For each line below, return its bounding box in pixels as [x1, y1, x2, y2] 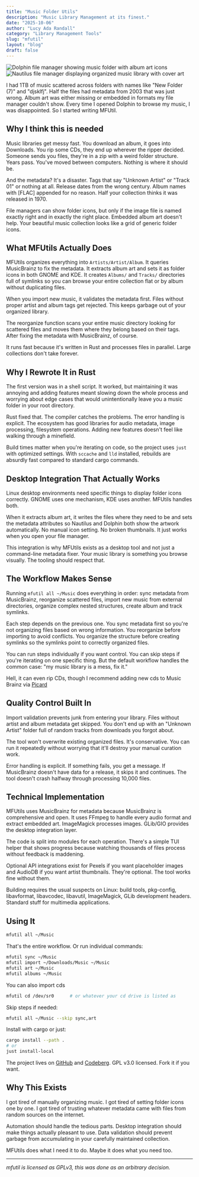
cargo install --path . [6, 1037, 65, 1043]
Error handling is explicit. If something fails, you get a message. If [6, 762, 166, 769]
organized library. [6, 308, 49, 315]
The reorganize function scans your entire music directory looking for [6, 319, 176, 327]
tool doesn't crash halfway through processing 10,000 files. [6, 774, 151, 781]
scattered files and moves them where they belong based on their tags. [6, 326, 181, 333]
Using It [6, 916, 36, 926]
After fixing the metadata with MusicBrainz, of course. [6, 332, 138, 339]
